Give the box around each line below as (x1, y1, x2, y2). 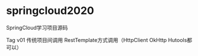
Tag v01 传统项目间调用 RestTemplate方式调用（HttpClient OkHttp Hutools (6, 36, 187, 43)
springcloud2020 (6, 4, 94, 17)
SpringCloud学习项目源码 (6, 24, 68, 31)
